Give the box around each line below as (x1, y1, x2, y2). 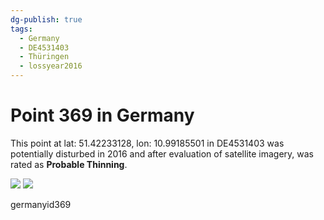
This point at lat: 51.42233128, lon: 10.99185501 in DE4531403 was (10, 137, 285, 149)
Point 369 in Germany (10, 104, 195, 127)
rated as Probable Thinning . (10, 158, 128, 170)
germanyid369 (10, 198, 72, 210)
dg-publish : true (10, 14, 83, 25)
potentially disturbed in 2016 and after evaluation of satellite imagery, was (10, 147, 315, 160)
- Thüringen (19, 52, 70, 62)
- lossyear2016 (19, 61, 83, 71)
